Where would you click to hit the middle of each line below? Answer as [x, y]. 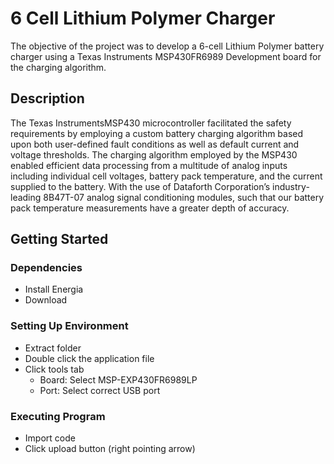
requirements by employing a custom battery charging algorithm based [157, 133]
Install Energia [54, 289]
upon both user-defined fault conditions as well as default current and [155, 144]
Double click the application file [89, 358]
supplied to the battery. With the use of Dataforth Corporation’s [140, 186]
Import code [50, 438]
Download [46, 300]
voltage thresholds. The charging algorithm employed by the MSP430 [154, 154]
